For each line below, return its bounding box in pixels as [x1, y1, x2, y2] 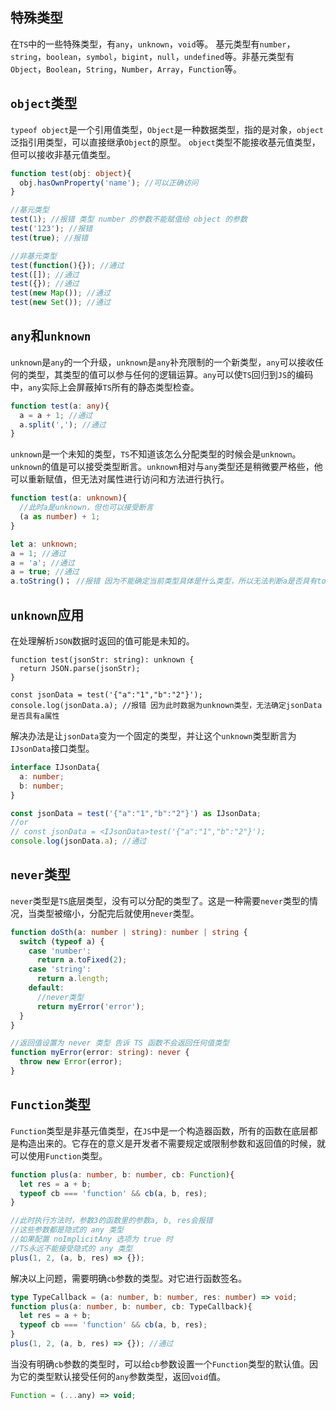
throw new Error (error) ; [19, 1057, 123, 1067]
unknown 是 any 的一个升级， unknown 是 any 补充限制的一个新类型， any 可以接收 [10, 356, 315, 368]
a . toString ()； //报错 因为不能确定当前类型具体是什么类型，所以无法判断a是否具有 [10, 576, 318, 587]
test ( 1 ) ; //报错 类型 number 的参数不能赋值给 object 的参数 [10, 214, 248, 225]
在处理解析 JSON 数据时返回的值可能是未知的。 [10, 635, 195, 647]
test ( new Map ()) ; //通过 [10, 288, 111, 298]
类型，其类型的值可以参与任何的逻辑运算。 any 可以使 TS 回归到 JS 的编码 [27, 368, 314, 380]
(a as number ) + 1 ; [19, 512, 101, 522]
